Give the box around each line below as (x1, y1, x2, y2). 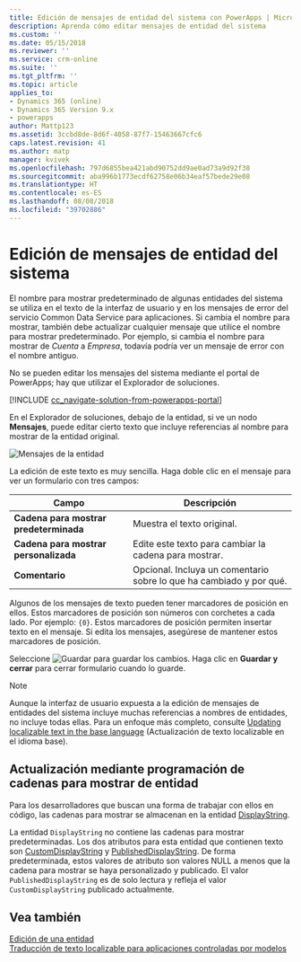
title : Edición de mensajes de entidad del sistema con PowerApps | (9, 13, 271, 22)
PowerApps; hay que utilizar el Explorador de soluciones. (9, 376, 219, 387)
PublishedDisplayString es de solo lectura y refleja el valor (9, 874, 227, 885)
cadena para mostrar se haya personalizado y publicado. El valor (9, 864, 249, 876)
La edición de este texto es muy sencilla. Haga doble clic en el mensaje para (9, 465, 291, 476)
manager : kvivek (9, 154, 70, 164)
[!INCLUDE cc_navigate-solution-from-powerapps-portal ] (9, 394, 222, 405)
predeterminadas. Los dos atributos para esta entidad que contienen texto (9, 836, 284, 847)
